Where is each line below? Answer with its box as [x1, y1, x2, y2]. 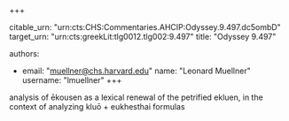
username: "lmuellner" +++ [21, 75, 122, 85]
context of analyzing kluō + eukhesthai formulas [9, 102, 185, 111]
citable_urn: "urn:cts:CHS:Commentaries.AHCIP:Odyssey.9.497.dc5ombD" [9, 22, 281, 32]
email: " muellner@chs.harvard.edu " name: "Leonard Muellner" [21, 65, 251, 76]
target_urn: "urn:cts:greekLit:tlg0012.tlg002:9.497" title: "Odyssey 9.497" [9, 32, 277, 42]
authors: [9, 49, 40, 58]
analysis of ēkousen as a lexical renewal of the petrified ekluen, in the [9, 92, 263, 102]
